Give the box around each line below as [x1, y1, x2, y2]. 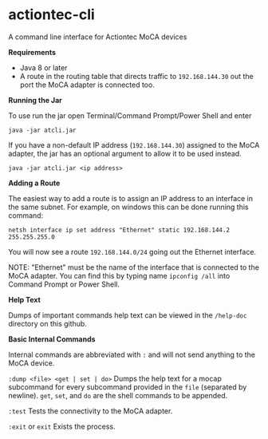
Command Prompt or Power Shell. [8, 279, 120, 289]
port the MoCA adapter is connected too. [19, 80, 156, 89]
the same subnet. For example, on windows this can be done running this [8, 202, 249, 212]
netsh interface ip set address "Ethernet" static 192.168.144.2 [8, 226, 230, 234]
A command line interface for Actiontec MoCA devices [8, 32, 187, 42]
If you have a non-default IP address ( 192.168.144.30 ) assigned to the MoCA [8, 140, 260, 149]
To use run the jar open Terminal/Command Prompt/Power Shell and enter [8, 110, 252, 121]
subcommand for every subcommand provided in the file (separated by [8, 382, 247, 392]
